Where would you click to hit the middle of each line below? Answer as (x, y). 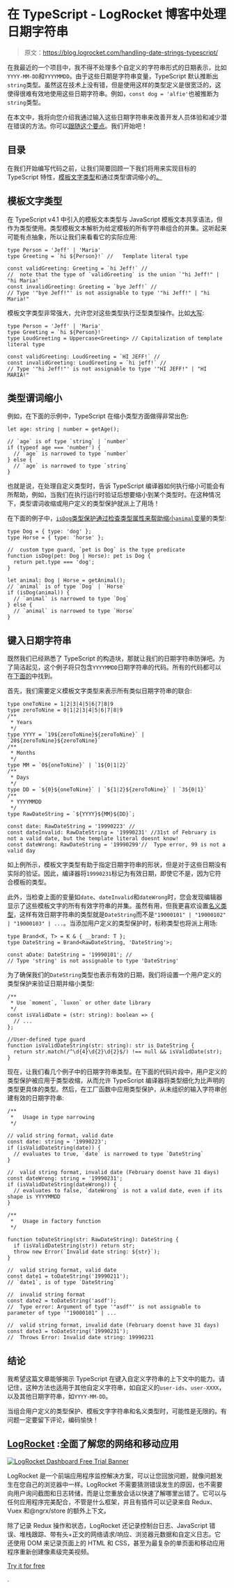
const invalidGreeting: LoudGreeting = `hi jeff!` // (87, 363)
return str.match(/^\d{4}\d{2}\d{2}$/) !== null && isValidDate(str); (118, 1052)
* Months (23, 753)
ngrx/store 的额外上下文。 (72, 1510)
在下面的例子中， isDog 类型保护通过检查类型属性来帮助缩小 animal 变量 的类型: (117, 519)
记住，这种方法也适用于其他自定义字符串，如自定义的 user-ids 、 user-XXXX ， (116, 1387)
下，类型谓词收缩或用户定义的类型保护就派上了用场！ (84, 503)
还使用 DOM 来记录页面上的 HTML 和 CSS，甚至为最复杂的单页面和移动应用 (116, 1543)
